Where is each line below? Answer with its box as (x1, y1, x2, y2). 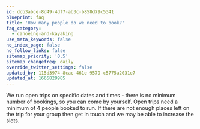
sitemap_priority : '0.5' (6, 53, 68, 59)
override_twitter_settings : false (6, 64, 93, 70)
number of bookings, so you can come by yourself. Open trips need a (6, 98, 178, 105)
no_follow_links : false (6, 48, 66, 54)
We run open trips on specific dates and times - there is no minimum (6, 92, 176, 99)
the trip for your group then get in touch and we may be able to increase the (6, 111, 194, 118)
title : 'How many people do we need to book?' (6, 20, 125, 26)
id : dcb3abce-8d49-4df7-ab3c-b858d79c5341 (6, 8, 114, 15)
